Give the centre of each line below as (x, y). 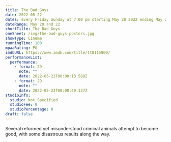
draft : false (19, 114)
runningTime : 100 (24, 43)
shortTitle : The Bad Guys (33, 29)
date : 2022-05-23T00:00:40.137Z (53, 90)
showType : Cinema (24, 39)
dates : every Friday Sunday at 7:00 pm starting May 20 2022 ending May (84, 19)
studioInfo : (18, 95)
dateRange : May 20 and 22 (33, 24)
